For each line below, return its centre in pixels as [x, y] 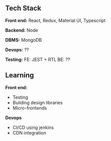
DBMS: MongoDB [23, 40]
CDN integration [29, 132]
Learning [20, 75]
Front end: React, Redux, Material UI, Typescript [55, 20]
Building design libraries [38, 102]
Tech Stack [23, 8]
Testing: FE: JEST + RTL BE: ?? [38, 59]
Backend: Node [22, 30]
